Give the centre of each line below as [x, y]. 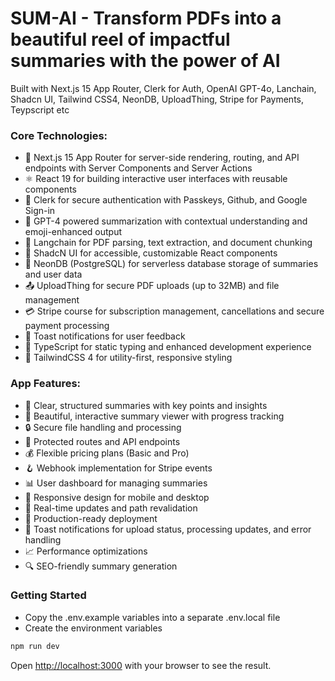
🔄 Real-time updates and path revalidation [111, 508]
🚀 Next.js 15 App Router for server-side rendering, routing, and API [162, 158]
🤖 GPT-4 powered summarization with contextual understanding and [166, 221]
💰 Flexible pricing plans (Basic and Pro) [107, 453]
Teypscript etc [40, 109]
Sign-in [40, 211]
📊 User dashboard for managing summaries [116, 483]
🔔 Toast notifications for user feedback [105, 336]
